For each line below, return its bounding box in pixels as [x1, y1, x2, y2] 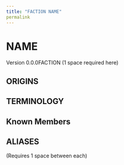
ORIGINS [6, 76, 39, 86]
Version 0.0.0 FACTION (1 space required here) [6, 59, 119, 66]
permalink [6, 14, 31, 20]
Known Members [6, 117, 71, 127]
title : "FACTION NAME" [6, 8, 62, 15]
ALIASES [6, 137, 40, 147]
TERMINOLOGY [6, 96, 64, 106]
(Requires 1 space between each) [6, 152, 87, 160]
